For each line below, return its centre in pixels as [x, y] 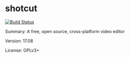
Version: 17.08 [19, 41]
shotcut [21, 9]
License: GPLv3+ [22, 50]
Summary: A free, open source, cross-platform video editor [65, 31]
